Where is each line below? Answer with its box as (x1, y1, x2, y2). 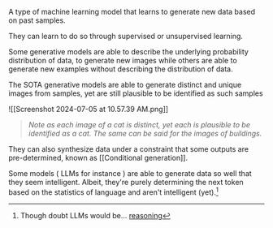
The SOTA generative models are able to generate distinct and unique (8, 80, 242, 89)
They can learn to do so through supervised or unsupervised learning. (8, 32, 244, 41)
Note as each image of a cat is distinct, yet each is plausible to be (28, 120, 250, 129)
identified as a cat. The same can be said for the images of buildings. (28, 129, 262, 138)
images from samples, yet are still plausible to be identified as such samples (8, 88, 263, 98)
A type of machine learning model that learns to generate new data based (8, 7, 256, 16)
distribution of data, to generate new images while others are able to (8, 56, 237, 65)
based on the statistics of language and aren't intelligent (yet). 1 (8, 186, 219, 197)
